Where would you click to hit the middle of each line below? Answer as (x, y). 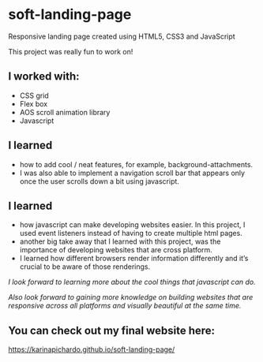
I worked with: (44, 77)
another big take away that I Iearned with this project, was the (120, 241)
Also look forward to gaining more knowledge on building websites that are (131, 297)
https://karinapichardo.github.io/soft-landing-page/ (92, 349)
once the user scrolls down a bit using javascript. (100, 181)
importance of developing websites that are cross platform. (116, 250)
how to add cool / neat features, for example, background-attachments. (136, 164)
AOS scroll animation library (65, 112)
